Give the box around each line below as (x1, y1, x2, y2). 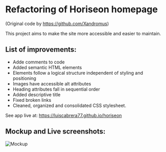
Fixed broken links (12, 97, 52, 103)
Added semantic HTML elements (12, 64, 82, 70)
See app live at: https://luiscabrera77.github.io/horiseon (5, 112, 122, 118)
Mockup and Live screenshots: (5, 127, 106, 136)
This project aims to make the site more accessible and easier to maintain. (5, 30, 161, 36)
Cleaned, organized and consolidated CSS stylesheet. (12, 102, 127, 108)
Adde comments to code (12, 59, 65, 65)
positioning (12, 75, 37, 81)
